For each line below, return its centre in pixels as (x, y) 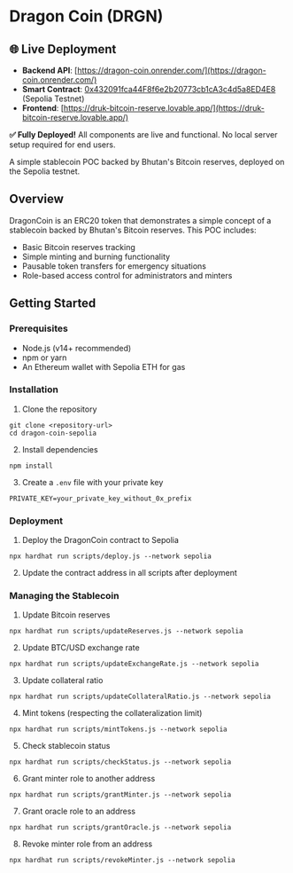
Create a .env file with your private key (93, 482)
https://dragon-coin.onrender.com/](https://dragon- (172, 70)
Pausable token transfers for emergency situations (114, 266)
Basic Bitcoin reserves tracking (78, 247)
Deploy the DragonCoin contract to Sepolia (100, 540)
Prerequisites (39, 328)
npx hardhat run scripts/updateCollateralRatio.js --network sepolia (140, 697)
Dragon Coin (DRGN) (86, 16)
